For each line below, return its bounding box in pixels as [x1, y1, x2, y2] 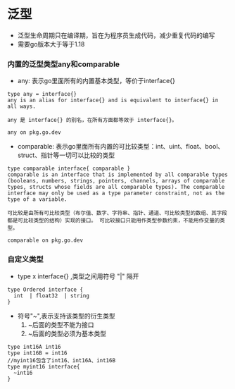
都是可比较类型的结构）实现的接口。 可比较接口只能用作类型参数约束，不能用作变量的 [7, 217, 220, 224]
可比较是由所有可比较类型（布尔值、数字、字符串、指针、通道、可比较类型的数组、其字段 [7, 209, 227, 217]
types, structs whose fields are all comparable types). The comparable [7, 184, 225, 191]
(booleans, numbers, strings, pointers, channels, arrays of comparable [7, 178, 225, 185]
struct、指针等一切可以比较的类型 [17, 151, 115, 159]
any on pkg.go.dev [7, 129, 61, 136]
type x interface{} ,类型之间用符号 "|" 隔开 [17, 272, 139, 280]
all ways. [7, 103, 37, 110]
